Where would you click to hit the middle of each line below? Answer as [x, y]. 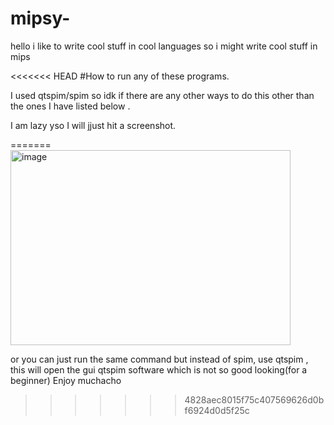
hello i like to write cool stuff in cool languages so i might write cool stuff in [164, 46]
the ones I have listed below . [70, 106]
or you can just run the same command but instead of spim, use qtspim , [159, 359]
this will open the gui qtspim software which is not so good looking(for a [159, 369]
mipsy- [40, 18]
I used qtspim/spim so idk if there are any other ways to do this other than [162, 95]
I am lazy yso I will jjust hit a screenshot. [93, 125]
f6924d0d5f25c [217, 410]
